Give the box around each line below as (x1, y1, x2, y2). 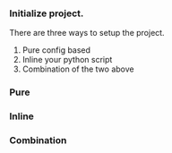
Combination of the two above (21, 64, 134, 74)
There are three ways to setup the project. (9, 28, 165, 38)
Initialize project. (9, 7, 84, 20)
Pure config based (21, 45, 91, 55)
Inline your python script (21, 55, 113, 65)
